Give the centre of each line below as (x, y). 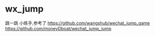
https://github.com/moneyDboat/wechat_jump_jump (58, 28)
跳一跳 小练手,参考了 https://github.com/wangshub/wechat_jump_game (77, 23)
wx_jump (24, 9)
